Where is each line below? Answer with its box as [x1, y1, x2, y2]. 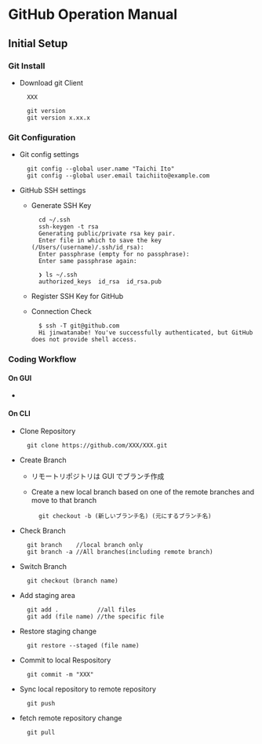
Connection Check [31, 307, 92, 316]
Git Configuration [8, 132, 76, 143]
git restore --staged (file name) [27, 641, 140, 649]
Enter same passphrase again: [38, 257, 137, 265]
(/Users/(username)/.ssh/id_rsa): [31, 243, 144, 252]
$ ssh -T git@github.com [38, 322, 120, 330]
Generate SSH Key [31, 201, 92, 210]
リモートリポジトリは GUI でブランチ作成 [31, 471, 165, 480]
